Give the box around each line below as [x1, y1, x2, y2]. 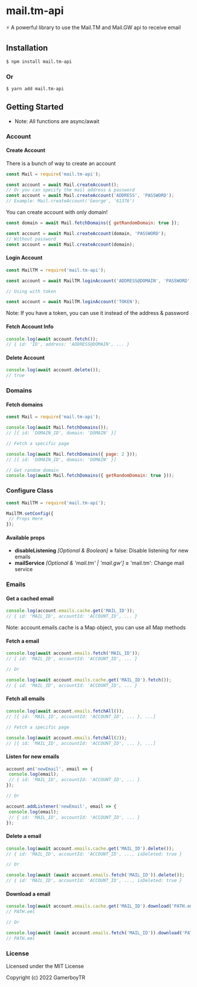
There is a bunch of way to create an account [6, 160, 116, 167]
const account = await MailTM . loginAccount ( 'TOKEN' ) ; [6, 299, 141, 305]
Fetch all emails [6, 695, 45, 702]
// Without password [6, 236, 57, 242]
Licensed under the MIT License [6, 962, 84, 969]
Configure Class [6, 487, 54, 495]
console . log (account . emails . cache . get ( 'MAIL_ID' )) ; [6, 608, 135, 614]
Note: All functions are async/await [14, 117, 100, 124]
